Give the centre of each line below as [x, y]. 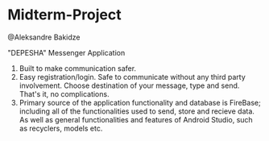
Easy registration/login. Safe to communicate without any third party [132, 77]
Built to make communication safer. [78, 68]
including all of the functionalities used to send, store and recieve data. [137, 111]
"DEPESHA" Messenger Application [66, 52]
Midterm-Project [64, 15]
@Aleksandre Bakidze [44, 37]
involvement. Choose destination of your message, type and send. [129, 85]
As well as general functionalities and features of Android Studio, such [136, 119]
